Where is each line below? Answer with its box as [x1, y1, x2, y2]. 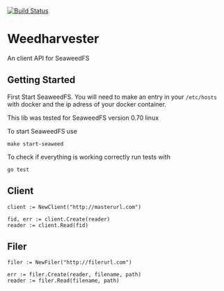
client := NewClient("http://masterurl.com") [7, 203, 141, 210]
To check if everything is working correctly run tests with [7, 152, 170, 161]
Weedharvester [7, 31, 99, 47]
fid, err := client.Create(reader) [7, 216, 111, 223]
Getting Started [7, 74, 76, 86]
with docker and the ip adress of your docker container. [7, 100, 167, 108]
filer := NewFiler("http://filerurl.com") [7, 259, 132, 266]
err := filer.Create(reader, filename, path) [7, 272, 141, 278]
